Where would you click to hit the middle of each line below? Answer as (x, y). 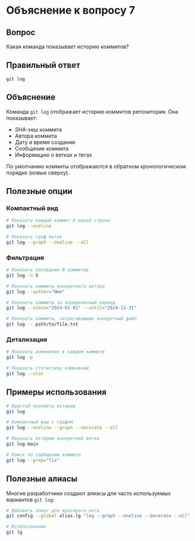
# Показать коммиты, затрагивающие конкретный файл (71, 319)
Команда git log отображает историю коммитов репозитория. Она (92, 111)
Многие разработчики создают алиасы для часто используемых (89, 493)
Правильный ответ (43, 65)
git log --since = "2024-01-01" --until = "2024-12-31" (71, 308)
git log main (22, 444)
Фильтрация (25, 258)
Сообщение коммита (42, 148)
